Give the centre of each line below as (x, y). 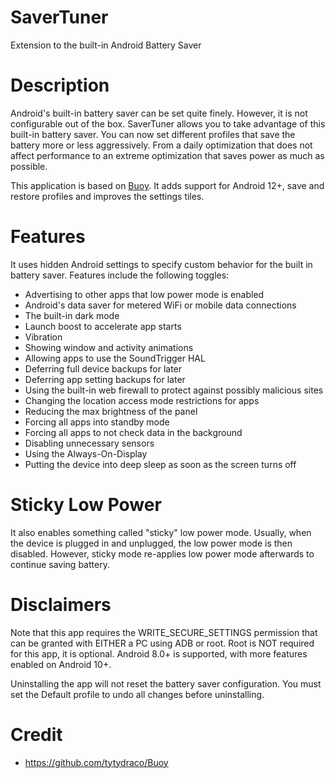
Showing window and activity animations (109, 347)
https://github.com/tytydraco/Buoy (96, 762)
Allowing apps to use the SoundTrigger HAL (115, 358)
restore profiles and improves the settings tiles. (107, 196)
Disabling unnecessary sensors (89, 443)
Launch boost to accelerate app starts (103, 326)
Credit (36, 734)
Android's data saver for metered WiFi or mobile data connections (160, 305)
